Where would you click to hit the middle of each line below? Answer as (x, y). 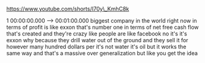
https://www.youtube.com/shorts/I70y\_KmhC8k (68, 9)
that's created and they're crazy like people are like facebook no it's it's (97, 34)
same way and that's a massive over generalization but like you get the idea (102, 53)
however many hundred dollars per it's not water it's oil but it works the (96, 46)
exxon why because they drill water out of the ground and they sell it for (97, 40)
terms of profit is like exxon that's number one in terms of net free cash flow (103, 27)
